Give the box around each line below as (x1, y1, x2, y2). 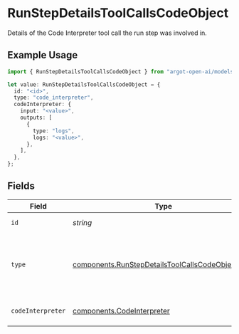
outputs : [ (20, 114, 53, 121)
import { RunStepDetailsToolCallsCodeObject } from (7, 68, 164, 75)
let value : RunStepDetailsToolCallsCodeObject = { (7, 80, 161, 88)
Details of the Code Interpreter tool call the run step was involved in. (7, 28, 208, 37)
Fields (7, 180, 36, 192)
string (72, 217, 92, 227)
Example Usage (7, 49, 78, 61)
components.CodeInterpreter (72, 306, 171, 315)
